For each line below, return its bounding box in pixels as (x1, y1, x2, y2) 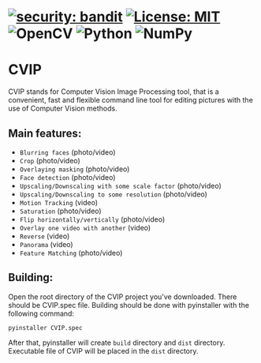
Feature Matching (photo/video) (19, 248, 123, 257)
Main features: (8, 126, 82, 140)
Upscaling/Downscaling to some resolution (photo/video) (19, 189, 207, 199)
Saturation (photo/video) (19, 206, 102, 215)
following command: (8, 309, 75, 318)
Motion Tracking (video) (19, 197, 99, 207)
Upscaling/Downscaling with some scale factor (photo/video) (19, 181, 222, 190)
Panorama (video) (19, 239, 73, 249)
